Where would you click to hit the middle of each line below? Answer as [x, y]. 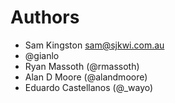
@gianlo [42, 55]
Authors [45, 17]
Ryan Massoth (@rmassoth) [82, 66]
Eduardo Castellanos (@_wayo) [89, 87]
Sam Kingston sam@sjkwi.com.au [94, 45]
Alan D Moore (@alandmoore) [86, 77]
